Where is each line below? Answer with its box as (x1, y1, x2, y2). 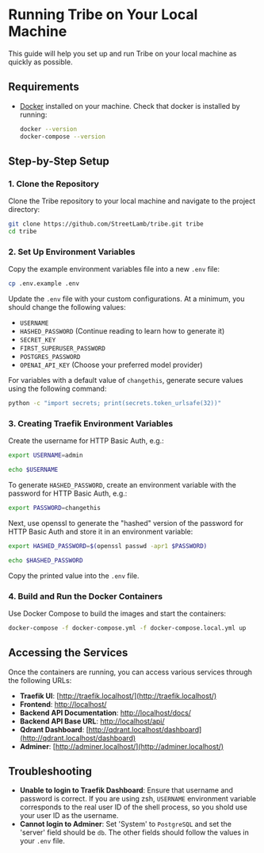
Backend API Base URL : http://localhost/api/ (19, 716, 165, 726)
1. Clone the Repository (8, 178, 99, 189)
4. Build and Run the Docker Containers (8, 590, 163, 601)
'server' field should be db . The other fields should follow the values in (19, 828, 250, 837)
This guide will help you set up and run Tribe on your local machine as (8, 48, 237, 58)
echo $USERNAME (8, 466, 59, 474)
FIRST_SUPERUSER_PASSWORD (19, 345, 105, 353)
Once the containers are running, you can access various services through (8, 667, 252, 677)
